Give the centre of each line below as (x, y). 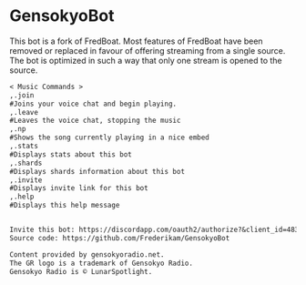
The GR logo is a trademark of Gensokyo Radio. (102, 263)
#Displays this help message (65, 206)
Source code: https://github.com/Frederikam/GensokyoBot (120, 238)
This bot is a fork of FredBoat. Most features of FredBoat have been (136, 41)
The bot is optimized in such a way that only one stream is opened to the (146, 60)
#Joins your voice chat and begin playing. (93, 104)
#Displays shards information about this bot (97, 171)
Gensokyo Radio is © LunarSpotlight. (81, 271)
